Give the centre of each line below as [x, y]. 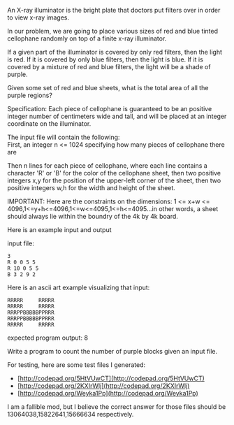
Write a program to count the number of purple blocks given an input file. [112, 351]
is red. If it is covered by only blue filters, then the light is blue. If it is [105, 59]
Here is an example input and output [59, 230]
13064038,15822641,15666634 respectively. [71, 414]
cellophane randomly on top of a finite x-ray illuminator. [87, 38]
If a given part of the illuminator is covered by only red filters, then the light [115, 52]
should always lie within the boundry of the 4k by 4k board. [93, 216]
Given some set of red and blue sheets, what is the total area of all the [108, 88]
